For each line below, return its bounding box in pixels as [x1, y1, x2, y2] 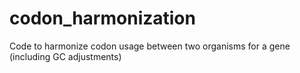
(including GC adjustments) [9, 50, 122, 62]
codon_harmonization [9, 7, 196, 30]
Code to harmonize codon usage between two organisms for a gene [9, 40, 291, 52]
